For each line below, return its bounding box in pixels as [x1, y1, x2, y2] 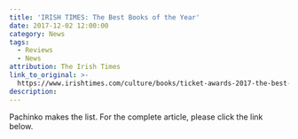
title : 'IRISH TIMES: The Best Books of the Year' [9, 12, 200, 22]
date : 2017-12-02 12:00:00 [9, 21, 109, 30]
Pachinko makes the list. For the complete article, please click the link [9, 112, 263, 122]
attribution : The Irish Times [9, 63, 122, 72]
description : [9, 87, 58, 96]
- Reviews [17, 46, 53, 55]
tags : [9, 37, 29, 47]
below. [9, 120, 34, 131]
